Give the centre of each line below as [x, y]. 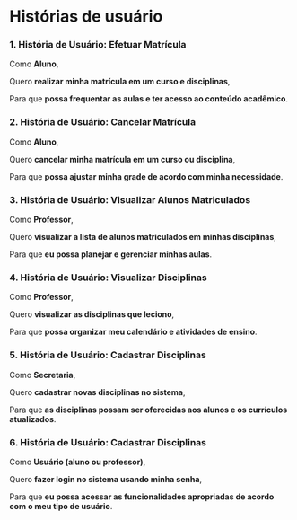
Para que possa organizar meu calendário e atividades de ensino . [133, 332]
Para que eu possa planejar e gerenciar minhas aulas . [111, 254]
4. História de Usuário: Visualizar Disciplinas [109, 278]
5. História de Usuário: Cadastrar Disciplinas [108, 355]
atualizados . [33, 419]
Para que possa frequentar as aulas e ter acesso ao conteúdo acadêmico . [149, 99]
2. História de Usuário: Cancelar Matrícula [102, 122]
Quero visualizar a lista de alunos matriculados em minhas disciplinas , [143, 237]
